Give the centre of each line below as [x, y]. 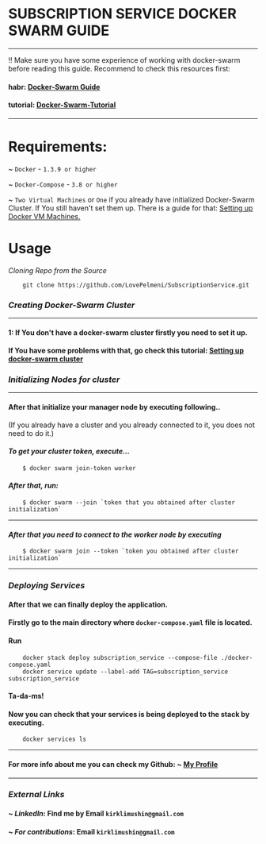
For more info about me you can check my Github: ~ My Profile [113, 764]
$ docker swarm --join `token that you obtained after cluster [129, 503]
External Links [36, 795]
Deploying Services [47, 586]
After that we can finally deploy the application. [88, 604]
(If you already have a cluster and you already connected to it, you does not [131, 425]
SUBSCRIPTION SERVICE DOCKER [123, 14]
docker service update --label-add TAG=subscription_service [125, 672]
